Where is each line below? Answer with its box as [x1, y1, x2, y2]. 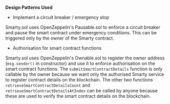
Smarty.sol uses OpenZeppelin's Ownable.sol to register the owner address [5, 55, 165, 61]
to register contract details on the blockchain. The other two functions [5, 77, 153, 82]
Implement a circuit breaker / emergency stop [12, 14, 110, 20]
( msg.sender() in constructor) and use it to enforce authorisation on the [5, 60, 155, 66]
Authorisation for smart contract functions [12, 45, 102, 51]
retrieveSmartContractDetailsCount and [5, 82, 91, 88]
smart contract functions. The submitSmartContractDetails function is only [5, 66, 163, 72]
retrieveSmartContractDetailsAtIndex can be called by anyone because [5, 88, 158, 94]
